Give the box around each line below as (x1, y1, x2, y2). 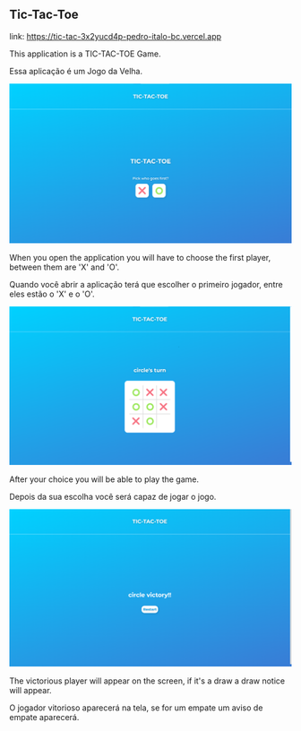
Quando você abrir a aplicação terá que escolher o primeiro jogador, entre (9, 279, 284, 289)
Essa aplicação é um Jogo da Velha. (9, 65, 143, 76)
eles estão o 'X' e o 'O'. (9, 288, 96, 299)
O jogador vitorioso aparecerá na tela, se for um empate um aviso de (9, 702, 263, 713)
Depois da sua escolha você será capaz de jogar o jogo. (9, 492, 217, 503)
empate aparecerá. (9, 712, 80, 723)
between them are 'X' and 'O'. (9, 262, 119, 272)
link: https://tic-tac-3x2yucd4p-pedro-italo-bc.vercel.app (9, 30, 222, 41)
